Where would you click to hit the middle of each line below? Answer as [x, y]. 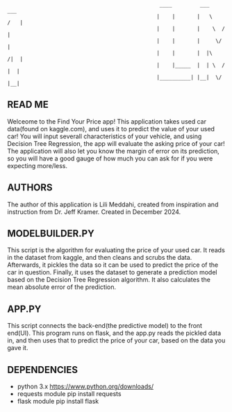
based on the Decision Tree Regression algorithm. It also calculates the [109, 280]
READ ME [28, 105]
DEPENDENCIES [43, 370]
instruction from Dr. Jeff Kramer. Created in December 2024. [94, 212]
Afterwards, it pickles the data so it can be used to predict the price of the [113, 265]
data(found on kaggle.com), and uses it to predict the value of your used [111, 129]
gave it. [18, 348]
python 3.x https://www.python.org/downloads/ [85, 386]
